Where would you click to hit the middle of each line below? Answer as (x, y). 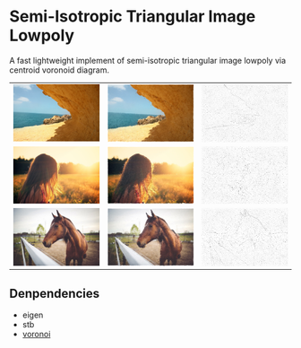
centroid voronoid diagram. (60, 70)
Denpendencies (55, 293)
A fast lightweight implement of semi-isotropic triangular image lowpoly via (148, 60)
